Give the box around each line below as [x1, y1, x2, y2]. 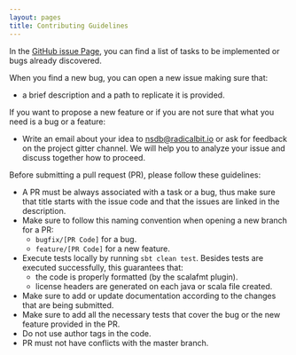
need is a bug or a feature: [9, 116, 106, 127]
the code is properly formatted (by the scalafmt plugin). [35, 272, 238, 282]
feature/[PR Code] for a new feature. [35, 243, 171, 254]
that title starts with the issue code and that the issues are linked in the [21, 196, 280, 207]
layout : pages [9, 12, 62, 22]
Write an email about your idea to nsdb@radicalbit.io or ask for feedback [21, 133, 288, 144]
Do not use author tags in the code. [21, 327, 152, 338]
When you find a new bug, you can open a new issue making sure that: [9, 72, 269, 83]
